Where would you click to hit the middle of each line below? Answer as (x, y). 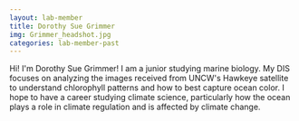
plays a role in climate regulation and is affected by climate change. (135, 107)
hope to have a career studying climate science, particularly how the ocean (150, 98)
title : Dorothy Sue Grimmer (63, 26)
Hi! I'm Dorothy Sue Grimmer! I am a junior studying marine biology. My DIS (149, 69)
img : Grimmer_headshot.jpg (60, 34)
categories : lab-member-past (64, 43)
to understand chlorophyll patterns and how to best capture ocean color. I (147, 88)
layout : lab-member (46, 18)
